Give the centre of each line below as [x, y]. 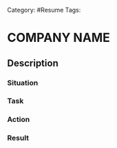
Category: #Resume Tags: [44, 10]
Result [18, 138]
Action [19, 120]
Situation [23, 83]
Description [33, 63]
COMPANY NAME [58, 38]
